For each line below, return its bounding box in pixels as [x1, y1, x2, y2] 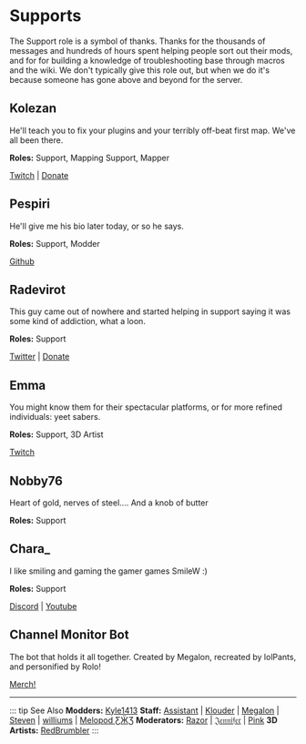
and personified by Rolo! [9, 661, 102, 672]
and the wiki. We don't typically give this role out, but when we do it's [9, 65, 270, 76]
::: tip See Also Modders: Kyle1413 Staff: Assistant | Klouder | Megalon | [9, 705, 280, 716]
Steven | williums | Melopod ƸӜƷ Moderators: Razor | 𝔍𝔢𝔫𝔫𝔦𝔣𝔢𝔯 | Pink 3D [9, 714, 278, 725]
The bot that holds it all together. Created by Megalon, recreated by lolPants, [9, 651, 297, 662]
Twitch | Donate [9, 169, 69, 180]
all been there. [9, 134, 64, 146]
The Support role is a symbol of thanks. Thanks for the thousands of [9, 36, 266, 46]
